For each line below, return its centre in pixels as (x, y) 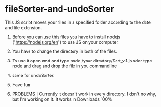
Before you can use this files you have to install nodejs (66, 37)
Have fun (21, 84)
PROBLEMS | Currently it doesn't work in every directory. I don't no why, (84, 94)
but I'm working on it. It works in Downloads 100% (62, 99)
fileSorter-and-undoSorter (60, 9)
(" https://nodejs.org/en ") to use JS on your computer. (66, 42)
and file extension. (23, 27)
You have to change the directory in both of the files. (64, 51)
